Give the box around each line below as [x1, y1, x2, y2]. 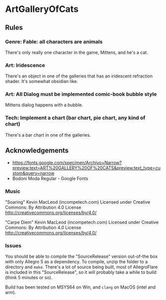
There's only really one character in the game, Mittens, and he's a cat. [5, 49, 148, 55]
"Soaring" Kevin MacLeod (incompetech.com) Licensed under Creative [5, 199, 150, 205]
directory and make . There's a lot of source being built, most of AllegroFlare [5, 264, 158, 270]
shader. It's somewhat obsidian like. [5, 78, 78, 84]
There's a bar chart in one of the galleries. [5, 132, 91, 138]
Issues [5, 242, 22, 249]
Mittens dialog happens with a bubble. [5, 102, 83, 108]
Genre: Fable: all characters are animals [5, 38, 103, 45]
